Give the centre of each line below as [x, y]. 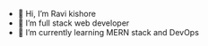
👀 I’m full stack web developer [74, 23]
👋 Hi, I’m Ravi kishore [57, 14]
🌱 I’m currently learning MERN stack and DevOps [108, 32]
